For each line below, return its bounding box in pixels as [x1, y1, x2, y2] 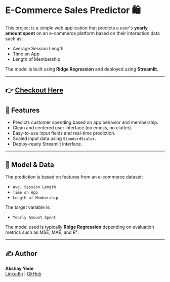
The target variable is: [5, 204, 51, 210]
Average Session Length [12, 45, 64, 51]
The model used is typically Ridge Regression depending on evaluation [5, 224, 154, 230]
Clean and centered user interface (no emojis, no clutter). [12, 125, 133, 131]
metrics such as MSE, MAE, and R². [5, 229, 79, 235]
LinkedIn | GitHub [5, 270, 41, 277]
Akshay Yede [5, 265, 34, 271]
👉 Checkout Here [5, 86, 64, 95]
